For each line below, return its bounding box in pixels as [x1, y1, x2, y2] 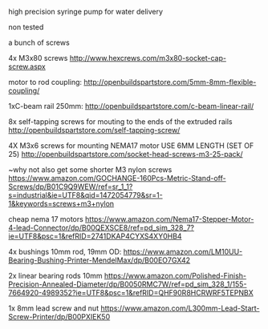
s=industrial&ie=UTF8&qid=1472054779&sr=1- [8, 191, 163, 199]
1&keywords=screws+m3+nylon [8, 199, 115, 208]
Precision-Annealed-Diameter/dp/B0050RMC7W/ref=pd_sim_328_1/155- [8, 279, 247, 289]
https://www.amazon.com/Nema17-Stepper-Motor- [85, 215, 254, 223]
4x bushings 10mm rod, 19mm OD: [8, 247, 122, 256]
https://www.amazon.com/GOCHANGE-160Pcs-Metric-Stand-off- [8, 174, 226, 183]
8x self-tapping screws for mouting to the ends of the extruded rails [8, 117, 233, 126]
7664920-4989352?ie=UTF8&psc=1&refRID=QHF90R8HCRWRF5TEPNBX [8, 288, 254, 297]
